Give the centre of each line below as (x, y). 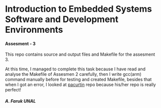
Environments (34, 30)
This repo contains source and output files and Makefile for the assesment (80, 54)
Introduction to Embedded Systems (79, 9)
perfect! (13, 90)
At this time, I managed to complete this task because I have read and (75, 69)
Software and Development (62, 19)
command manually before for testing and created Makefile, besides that (78, 80)
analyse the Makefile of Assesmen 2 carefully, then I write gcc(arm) (73, 74)
